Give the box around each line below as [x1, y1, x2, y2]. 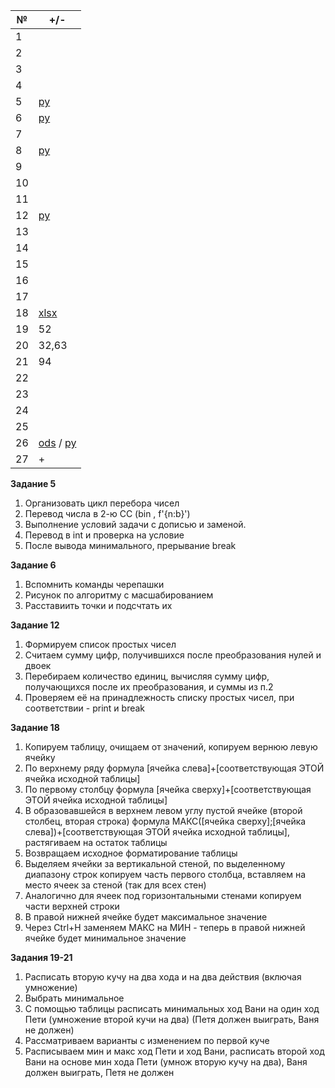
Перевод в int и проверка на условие [24, 529, 185, 541]
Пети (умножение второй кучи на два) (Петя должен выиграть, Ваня [24, 1014, 320, 1025]
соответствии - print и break [24, 702, 146, 714]
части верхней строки [24, 900, 120, 912]
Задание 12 [10, 619, 60, 631]
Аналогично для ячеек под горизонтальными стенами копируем [24, 890, 302, 901]
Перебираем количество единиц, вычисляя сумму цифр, [24, 670, 270, 682]
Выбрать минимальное [24, 992, 125, 1004]
